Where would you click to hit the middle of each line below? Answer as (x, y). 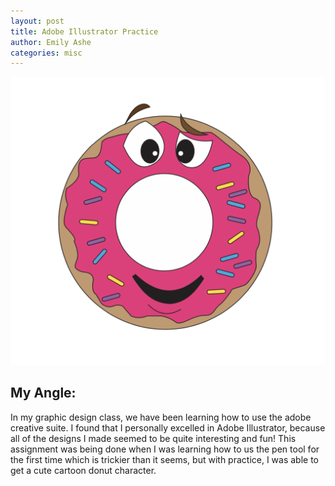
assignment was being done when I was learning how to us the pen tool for (165, 449)
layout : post (37, 21)
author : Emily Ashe (51, 42)
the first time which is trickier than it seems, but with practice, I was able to (165, 459)
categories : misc (46, 53)
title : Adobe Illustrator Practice (84, 31)
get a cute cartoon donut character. (83, 470)
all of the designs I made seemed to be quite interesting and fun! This (153, 438)
